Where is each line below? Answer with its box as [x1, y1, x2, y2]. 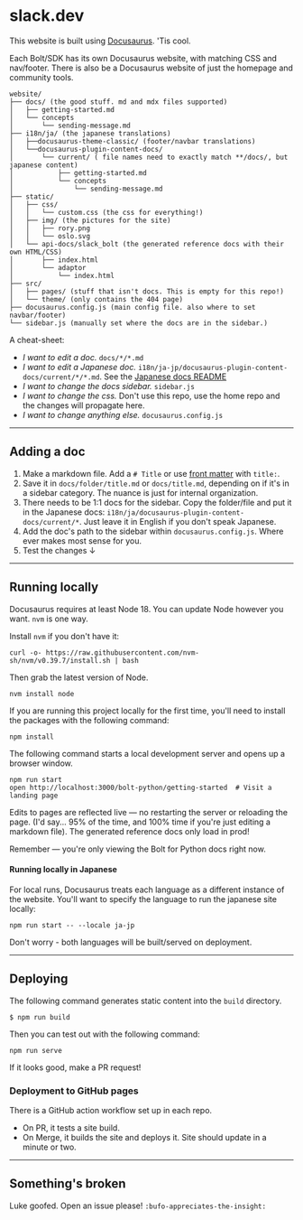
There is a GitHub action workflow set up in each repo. [9, 1104, 213, 1115]
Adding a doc [9, 444, 86, 460]
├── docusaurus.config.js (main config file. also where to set [9, 303, 256, 312]
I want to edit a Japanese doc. [22, 361, 137, 372]
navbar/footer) [9, 311, 67, 320]
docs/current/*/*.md [22, 372, 100, 382]
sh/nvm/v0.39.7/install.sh [9, 656, 111, 665]
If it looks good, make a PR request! [9, 1062, 142, 1073]
